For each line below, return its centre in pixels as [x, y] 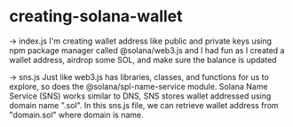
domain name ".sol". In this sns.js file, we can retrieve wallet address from [144, 105]
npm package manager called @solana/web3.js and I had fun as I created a [147, 50]
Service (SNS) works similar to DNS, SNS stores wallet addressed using [140, 96]
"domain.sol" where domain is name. [76, 115]
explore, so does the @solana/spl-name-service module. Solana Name [139, 86]
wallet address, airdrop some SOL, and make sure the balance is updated [143, 60]
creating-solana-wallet [96, 16]
